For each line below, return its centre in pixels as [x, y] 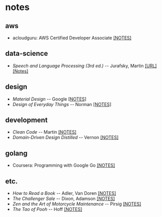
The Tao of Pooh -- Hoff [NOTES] [47, 209]
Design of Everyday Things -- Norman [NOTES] [62, 104]
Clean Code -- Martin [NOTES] [44, 132]
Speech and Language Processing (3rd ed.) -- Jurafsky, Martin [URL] [85, 66]
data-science [27, 53]
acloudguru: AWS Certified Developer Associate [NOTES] [72, 38]
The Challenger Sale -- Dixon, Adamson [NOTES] [64, 199]
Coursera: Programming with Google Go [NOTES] [64, 165]
